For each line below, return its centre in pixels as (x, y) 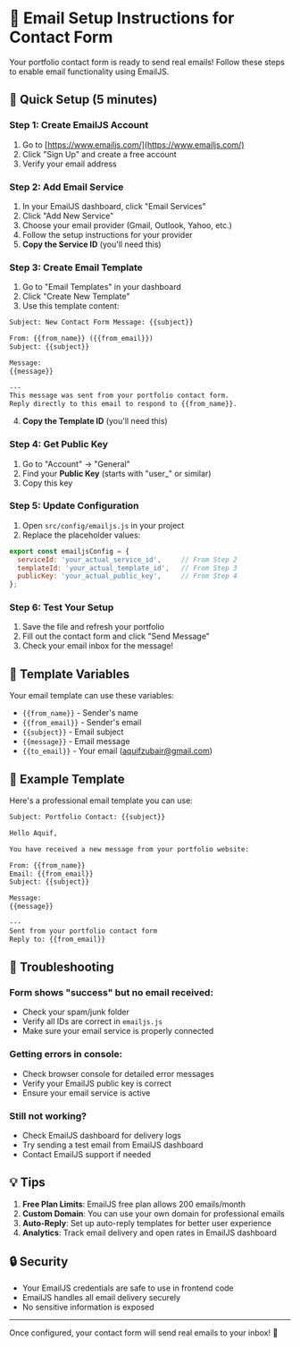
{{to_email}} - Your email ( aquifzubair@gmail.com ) (117, 751)
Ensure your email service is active (86, 1093)
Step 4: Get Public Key (59, 445)
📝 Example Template (67, 779)
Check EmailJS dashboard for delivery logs (101, 1136)
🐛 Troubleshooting (62, 967)
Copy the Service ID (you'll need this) (92, 244)
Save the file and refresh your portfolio (93, 627)
